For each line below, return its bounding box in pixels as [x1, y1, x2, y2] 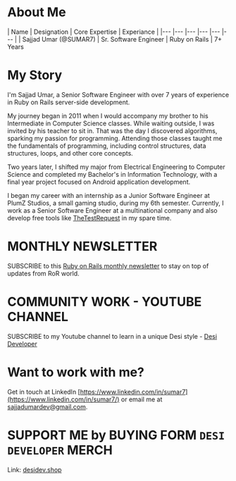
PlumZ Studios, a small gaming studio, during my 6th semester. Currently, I [7, 199, 224, 207]
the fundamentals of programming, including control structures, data [7, 142, 206, 150]
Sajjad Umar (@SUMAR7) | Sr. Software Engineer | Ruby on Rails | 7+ [22, 35, 223, 43]
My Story [7, 68, 63, 83]
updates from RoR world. [7, 269, 80, 277]
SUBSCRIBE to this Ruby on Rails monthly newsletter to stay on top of [7, 261, 209, 270]
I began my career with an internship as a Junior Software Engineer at [7, 191, 210, 199]
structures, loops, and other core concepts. [7, 149, 134, 157]
